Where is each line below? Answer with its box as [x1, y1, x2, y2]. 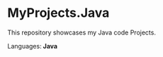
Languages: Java [7, 42, 58, 50]
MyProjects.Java [7, 5, 110, 21]
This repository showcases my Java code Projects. [7, 28, 156, 37]
